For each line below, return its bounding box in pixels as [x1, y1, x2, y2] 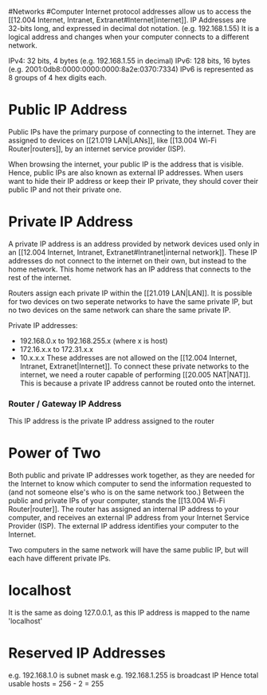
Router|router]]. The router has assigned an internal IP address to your [8, 505, 240, 514]
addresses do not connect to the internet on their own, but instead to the [8, 256, 247, 265]
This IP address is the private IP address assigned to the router [8, 416, 215, 426]
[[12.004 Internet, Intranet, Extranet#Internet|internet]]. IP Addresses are [8, 15, 247, 25]
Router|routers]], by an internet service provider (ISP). [8, 143, 186, 154]
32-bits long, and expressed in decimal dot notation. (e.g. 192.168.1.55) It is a [8, 24, 260, 33]
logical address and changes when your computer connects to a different [8, 32, 249, 41]
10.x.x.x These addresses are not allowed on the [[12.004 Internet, [19, 353, 238, 362]
